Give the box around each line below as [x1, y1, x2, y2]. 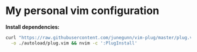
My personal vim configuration [5, 4, 159, 18]
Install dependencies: [5, 23, 60, 30]
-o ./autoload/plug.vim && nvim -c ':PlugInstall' [11, 40, 138, 46]
